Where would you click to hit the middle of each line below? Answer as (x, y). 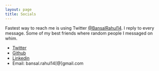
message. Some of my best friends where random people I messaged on (79, 33)
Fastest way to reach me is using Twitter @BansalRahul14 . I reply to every (80, 28)
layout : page (18, 9)
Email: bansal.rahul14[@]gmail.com (48, 63)
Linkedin (21, 58)
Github (19, 53)
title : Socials (21, 14)
